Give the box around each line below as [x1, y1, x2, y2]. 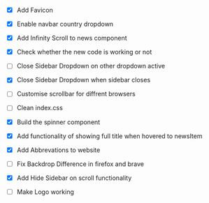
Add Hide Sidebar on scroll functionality [16, 174, 132, 182]
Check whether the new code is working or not [16, 48, 152, 57]
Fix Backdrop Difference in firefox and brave [16, 160, 145, 168]
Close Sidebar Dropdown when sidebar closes [16, 76, 151, 84]
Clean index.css [16, 104, 64, 112]
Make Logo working [16, 188, 75, 196]
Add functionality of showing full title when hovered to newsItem [16, 132, 203, 140]
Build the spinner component [16, 118, 101, 126]
